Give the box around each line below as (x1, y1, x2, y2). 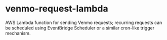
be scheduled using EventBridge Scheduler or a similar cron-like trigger (5, 24, 155, 30)
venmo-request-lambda (5, 3, 108, 14)
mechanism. (5, 30, 31, 36)
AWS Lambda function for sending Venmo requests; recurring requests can (5, 19, 162, 25)
